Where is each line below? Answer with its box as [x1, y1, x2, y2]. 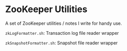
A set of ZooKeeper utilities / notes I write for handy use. [5, 20, 122, 26]
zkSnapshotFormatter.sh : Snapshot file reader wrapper [5, 39, 118, 46]
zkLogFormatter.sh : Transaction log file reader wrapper [5, 30, 119, 36]
